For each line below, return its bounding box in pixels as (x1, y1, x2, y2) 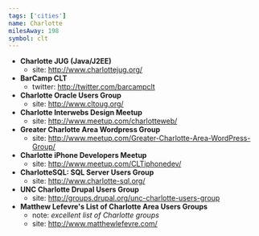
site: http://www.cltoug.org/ (31, 99, 124, 109)
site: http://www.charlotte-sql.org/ (31, 176, 146, 186)
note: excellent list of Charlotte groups (31, 210, 159, 220)
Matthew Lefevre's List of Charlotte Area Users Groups (19, 202, 208, 212)
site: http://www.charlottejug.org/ (31, 65, 143, 75)
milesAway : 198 (8, 27, 60, 35)
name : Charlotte (8, 19, 63, 27)
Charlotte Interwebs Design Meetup (19, 108, 143, 118)
